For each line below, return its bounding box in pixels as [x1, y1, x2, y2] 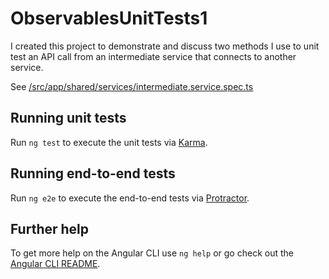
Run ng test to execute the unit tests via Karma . [10, 136, 208, 148]
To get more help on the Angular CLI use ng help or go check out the [10, 247, 294, 259]
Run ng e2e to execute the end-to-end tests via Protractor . [10, 192, 250, 204]
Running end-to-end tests [10, 165, 176, 182]
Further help [10, 220, 90, 237]
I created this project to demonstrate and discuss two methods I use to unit [10, 40, 320, 52]
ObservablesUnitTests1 [10, 7, 208, 30]
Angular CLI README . [10, 258, 101, 270]
